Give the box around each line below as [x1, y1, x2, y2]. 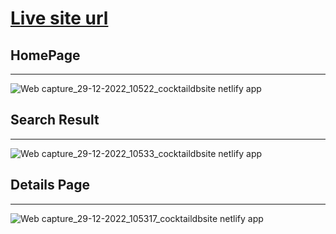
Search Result [10, 112, 100, 129]
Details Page [10, 177, 91, 194]
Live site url [10, 7, 109, 30]
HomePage [10, 47, 81, 64]
